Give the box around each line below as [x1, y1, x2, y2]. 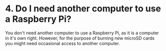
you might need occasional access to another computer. [5, 40, 120, 46]
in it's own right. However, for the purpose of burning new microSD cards [5, 35, 155, 41]
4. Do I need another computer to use [5, 3, 161, 14]
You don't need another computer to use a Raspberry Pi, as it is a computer [5, 30, 160, 36]
